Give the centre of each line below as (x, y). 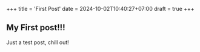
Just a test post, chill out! (38, 42)
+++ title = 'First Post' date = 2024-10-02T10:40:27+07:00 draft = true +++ (101, 9)
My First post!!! (36, 28)
